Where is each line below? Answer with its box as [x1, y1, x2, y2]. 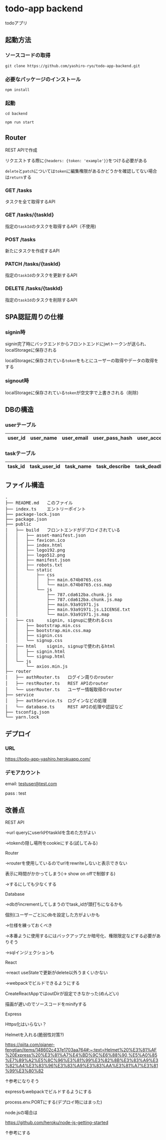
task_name [65, 463, 92, 470]
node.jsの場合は [5, 1110, 38, 1116]
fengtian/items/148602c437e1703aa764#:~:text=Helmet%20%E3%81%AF [5, 1047, 157, 1053]
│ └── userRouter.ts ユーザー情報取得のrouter [5, 687, 123, 692]
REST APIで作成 [5, 147, 38, 153]
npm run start [5, 120, 35, 125]
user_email [61, 435, 88, 442]
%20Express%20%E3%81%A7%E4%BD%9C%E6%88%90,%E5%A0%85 [5, 1052, 158, 1058]
